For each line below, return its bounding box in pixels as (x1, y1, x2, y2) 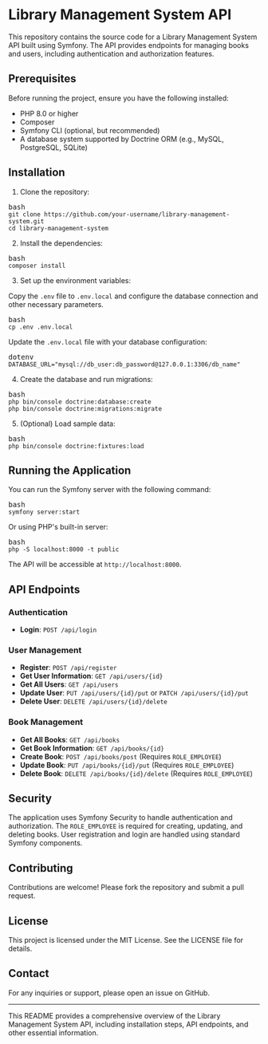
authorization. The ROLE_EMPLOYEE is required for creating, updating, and (8, 821, 243, 831)
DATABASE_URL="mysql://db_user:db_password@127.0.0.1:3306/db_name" (8, 360, 241, 368)
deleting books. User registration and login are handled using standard (8, 829, 241, 839)
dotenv (8, 353, 34, 361)
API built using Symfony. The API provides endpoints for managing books (8, 40, 250, 49)
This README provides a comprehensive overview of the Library (8, 1011, 221, 1020)
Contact (8, 967, 49, 980)
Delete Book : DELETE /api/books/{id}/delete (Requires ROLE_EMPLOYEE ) (19, 768, 254, 778)
